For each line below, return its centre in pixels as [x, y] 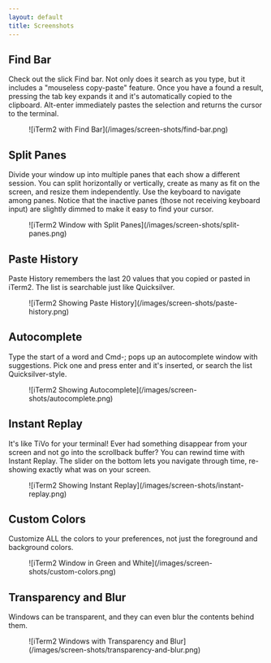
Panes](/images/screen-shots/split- [180, 225]
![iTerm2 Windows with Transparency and [99, 641]
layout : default [36, 17]
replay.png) [48, 494]
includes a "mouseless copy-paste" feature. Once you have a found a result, [136, 88]
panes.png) [48, 234]
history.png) [49, 311]
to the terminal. [34, 114]
